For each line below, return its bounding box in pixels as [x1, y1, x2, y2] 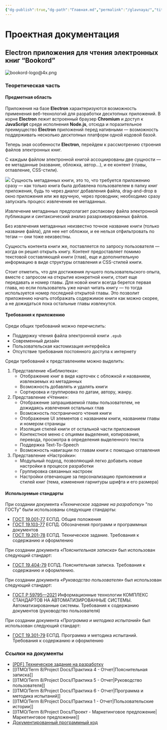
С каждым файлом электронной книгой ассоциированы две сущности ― [5, 156, 161, 162]
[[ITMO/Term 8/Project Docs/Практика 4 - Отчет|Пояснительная [12, 667, 148, 673]
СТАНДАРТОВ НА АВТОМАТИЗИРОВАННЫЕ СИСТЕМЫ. [12, 597, 132, 603]
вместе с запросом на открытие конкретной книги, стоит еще [5, 274, 138, 280]
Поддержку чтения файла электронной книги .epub [12, 332, 122, 339]
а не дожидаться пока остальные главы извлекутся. [5, 300, 117, 306]
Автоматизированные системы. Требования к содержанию [12, 603, 139, 608]
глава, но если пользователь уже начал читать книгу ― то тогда [5, 284, 143, 290]
